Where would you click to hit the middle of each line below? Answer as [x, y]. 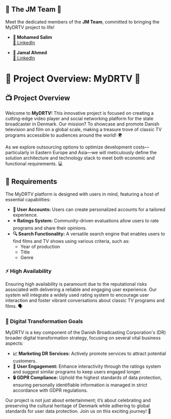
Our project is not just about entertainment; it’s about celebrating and [78, 401]
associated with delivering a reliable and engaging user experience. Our [81, 289]
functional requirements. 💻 [34, 163]
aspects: [14, 343]
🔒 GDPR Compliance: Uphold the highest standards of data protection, [87, 378]
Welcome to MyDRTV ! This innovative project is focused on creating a [80, 113]
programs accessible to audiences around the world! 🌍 [64, 135]
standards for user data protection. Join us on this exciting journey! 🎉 [78, 411]
